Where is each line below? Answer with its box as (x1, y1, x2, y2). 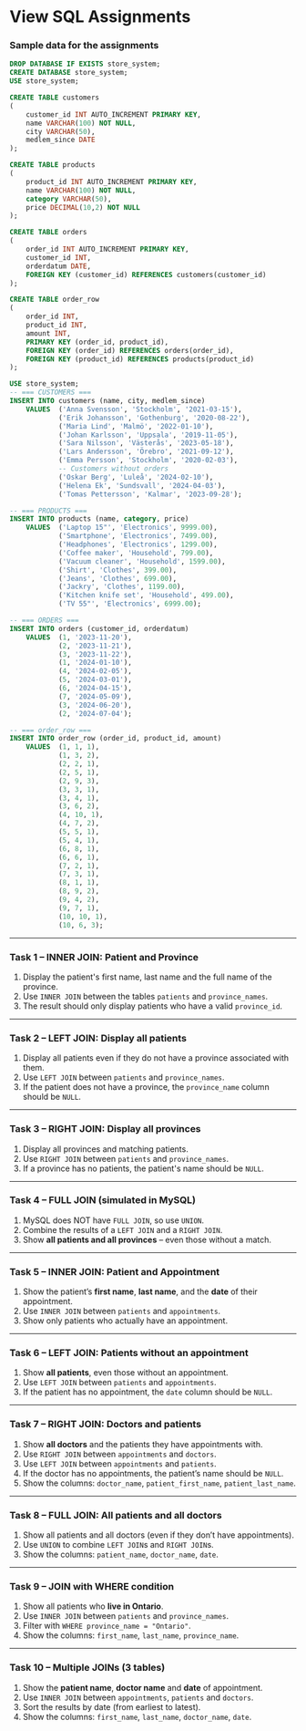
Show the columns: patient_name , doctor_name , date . (22, 1549, 219, 1560)
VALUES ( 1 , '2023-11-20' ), (25, 632, 132, 642)
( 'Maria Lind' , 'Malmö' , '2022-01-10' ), (57, 421, 214, 430)
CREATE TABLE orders (9, 228, 88, 237)
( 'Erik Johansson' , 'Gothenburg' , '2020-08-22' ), (57, 413, 250, 422)
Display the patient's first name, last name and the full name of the (22, 971, 272, 982)
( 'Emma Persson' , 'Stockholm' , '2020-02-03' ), (57, 456, 239, 465)
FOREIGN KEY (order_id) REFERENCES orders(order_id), (25, 346, 234, 355)
